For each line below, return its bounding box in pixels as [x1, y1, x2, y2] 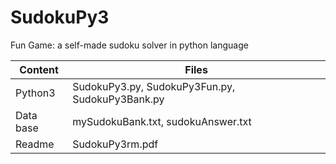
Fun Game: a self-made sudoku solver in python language [10, 39, 249, 51]
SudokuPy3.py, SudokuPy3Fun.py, [72, 79, 236, 93]
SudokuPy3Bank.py [72, 92, 165, 106]
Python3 [15, 86, 56, 100]
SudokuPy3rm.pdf [72, 137, 159, 151]
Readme [15, 137, 55, 151]
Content [19, 62, 59, 76]
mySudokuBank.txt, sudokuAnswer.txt [72, 114, 252, 128]
